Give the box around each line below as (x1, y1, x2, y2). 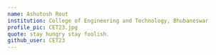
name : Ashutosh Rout (7, 10, 69, 18)
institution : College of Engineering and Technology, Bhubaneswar (7, 17, 209, 24)
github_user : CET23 (7, 37, 66, 44)
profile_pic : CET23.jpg (7, 24, 78, 31)
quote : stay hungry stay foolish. (7, 30, 110, 38)
